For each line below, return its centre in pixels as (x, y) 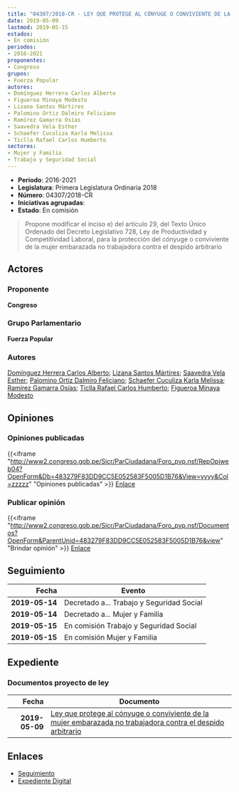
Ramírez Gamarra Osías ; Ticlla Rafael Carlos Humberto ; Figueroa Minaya (114, 388)
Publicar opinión (36, 502)
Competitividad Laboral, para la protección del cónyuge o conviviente (127, 239)
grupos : (19, 73)
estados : (20, 34)
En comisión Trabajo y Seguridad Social (130, 625)
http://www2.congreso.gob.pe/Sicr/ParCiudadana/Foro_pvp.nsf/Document (120, 526)
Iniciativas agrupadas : (51, 202)
